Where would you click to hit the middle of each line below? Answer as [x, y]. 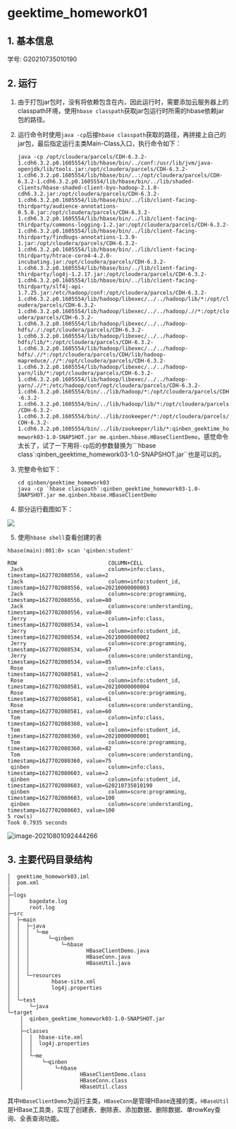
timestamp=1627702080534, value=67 [60, 649]
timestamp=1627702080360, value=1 [58, 723]
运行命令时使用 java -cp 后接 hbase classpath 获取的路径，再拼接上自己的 [122, 134]
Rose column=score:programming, [99, 693]
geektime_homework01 [77, 13]
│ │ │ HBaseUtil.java [69, 963]
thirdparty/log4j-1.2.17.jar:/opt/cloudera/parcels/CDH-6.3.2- [112, 274]
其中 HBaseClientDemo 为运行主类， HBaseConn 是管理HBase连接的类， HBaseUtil [118, 1101]
